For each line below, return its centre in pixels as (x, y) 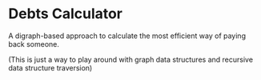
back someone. (34, 44)
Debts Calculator (65, 14)
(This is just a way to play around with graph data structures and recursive (131, 59)
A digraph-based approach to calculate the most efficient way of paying (127, 36)
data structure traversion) (50, 67)
